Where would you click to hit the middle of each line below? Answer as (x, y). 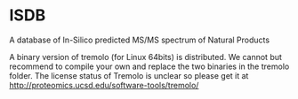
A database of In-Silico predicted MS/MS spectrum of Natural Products (139, 40)
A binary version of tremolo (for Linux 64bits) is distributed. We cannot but (146, 57)
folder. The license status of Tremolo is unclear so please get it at (129, 75)
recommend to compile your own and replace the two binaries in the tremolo (149, 66)
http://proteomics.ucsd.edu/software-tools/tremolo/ (104, 85)
